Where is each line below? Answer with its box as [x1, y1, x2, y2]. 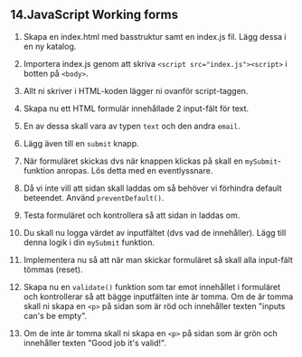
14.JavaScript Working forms [10, 7, 179, 23]
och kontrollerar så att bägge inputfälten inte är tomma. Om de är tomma [23, 291, 294, 302]
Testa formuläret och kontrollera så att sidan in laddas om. [23, 210, 241, 221]
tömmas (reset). [23, 264, 83, 275]
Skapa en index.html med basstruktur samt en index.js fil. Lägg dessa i [23, 31, 287, 42]
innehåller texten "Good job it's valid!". [23, 337, 166, 348]
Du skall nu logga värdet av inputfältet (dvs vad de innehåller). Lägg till [23, 227, 287, 238]
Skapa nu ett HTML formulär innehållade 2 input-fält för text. [23, 103, 250, 114]
